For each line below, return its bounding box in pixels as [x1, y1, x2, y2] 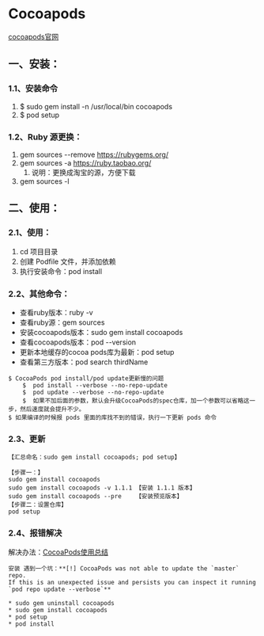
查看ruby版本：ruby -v [19, 307, 93, 317]
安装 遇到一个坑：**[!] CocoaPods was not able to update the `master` [8, 564, 239, 573]
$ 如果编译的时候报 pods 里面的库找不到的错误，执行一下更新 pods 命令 [8, 413, 217, 421]
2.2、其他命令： [8, 288, 70, 299]
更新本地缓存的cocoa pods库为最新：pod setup [19, 347, 175, 356]
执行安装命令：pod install [19, 266, 103, 276]
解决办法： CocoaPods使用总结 [8, 547, 109, 557]
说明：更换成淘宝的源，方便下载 [31, 167, 136, 177]
